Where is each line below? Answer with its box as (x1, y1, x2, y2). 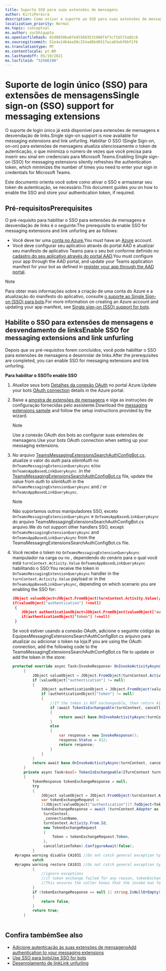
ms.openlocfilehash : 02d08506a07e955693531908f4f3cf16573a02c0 (5, 35, 138, 40)
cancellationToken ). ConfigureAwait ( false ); (43, 844, 134, 849)
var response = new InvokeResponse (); (59, 733, 139, 738)
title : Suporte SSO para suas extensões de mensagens (5, 7, 119, 12)
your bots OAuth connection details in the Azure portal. (12, 387, 124, 393)
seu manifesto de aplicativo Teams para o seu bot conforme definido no (12, 248, 159, 253)
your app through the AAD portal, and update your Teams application (12, 258, 153, 264)
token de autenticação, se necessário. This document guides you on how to (5, 184, 158, 190)
